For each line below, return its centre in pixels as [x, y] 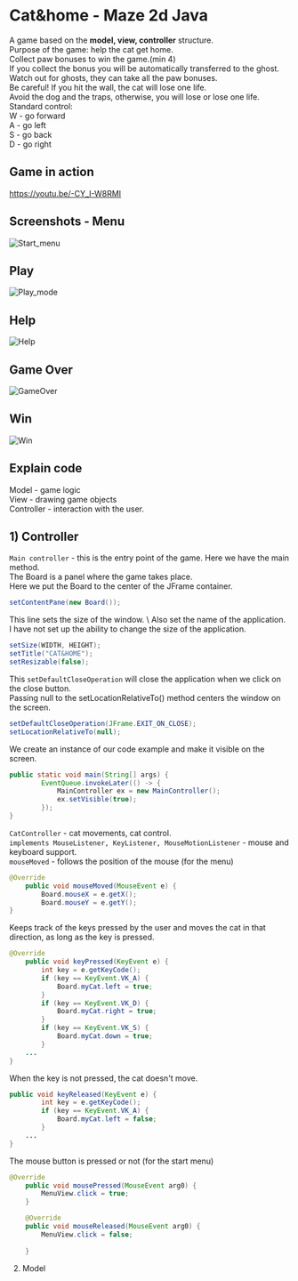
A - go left [28, 125]
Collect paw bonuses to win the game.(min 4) [93, 59]
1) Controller [44, 537]
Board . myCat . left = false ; [107, 1119]
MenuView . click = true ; [85, 1194]
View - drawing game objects [63, 499]
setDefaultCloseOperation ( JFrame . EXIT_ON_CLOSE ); [103, 723]
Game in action [52, 172]
